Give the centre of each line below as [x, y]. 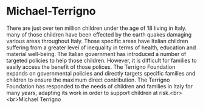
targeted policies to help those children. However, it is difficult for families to [101, 60]
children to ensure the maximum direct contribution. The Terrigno [88, 80]
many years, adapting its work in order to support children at [82, 93]
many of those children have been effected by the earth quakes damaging [99, 34]
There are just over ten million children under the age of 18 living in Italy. [97, 28]
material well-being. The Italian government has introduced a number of [96, 54]
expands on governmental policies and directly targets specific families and [101, 73]
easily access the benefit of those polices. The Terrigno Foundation [91, 67]
